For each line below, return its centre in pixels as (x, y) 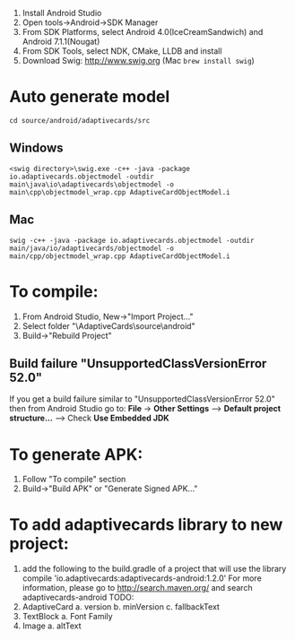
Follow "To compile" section (74, 480)
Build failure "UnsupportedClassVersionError (138, 363)
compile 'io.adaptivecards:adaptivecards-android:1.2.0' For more (142, 578)
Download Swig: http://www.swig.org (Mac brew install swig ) (139, 61)
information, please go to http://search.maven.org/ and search (137, 588)
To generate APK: (76, 454)
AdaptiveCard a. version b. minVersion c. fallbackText (121, 607)
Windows (36, 148)
